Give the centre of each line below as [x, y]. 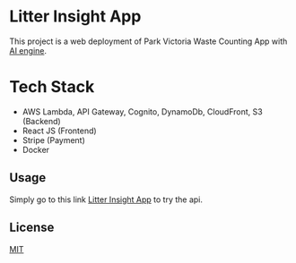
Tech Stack [52, 87]
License [32, 228]
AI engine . [28, 50]
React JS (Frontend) [59, 131]
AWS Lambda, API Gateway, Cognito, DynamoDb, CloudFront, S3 [142, 111]
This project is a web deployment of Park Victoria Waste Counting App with [148, 41]
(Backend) [41, 121]
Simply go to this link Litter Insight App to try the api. [106, 199]
